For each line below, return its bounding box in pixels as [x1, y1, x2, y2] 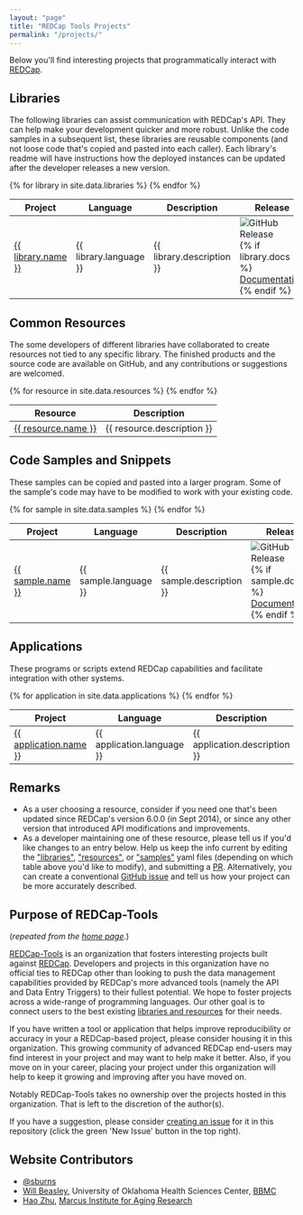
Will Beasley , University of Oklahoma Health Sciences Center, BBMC [22, 1185, 277, 1197]
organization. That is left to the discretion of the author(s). [9, 1098, 225, 1109]
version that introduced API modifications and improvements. [22, 823, 251, 834]
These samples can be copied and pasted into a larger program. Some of [9, 476, 281, 488]
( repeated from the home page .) [9, 931, 130, 942]
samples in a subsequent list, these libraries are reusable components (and [9, 134, 289, 145]
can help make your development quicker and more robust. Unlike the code [9, 124, 290, 136]
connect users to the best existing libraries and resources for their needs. [9, 1006, 282, 1017]
